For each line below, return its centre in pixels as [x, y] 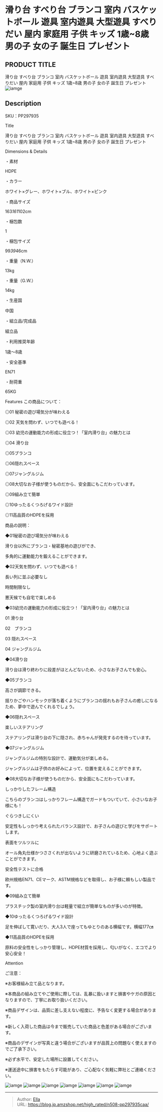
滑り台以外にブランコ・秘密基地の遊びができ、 [52, 546]
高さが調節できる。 [24, 690]
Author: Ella [28, 1099]
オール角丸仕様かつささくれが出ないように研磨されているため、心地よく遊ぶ [81, 852]
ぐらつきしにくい [22, 816]
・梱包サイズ [18, 241]
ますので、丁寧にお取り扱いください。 [52, 999]
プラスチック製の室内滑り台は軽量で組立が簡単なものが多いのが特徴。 [75, 906]
